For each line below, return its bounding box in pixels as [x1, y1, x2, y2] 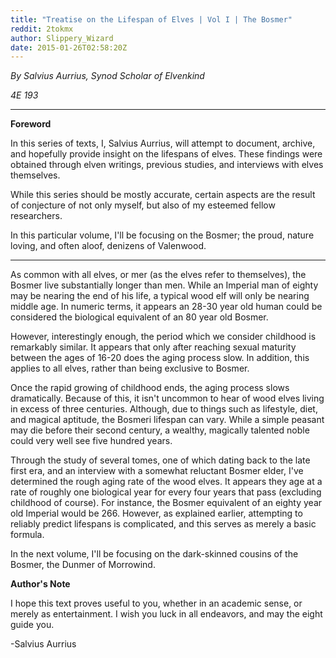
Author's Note [10, 578, 71, 590]
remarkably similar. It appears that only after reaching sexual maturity [10, 341, 297, 353]
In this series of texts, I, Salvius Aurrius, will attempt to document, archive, [10, 137, 316, 150]
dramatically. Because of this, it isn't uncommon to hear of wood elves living [10, 392, 325, 405]
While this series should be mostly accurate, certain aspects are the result [10, 189, 316, 201]
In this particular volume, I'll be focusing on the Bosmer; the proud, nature [10, 229, 315, 241]
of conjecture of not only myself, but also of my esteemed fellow [10, 199, 276, 211]
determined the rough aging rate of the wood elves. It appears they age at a [10, 476, 323, 488]
